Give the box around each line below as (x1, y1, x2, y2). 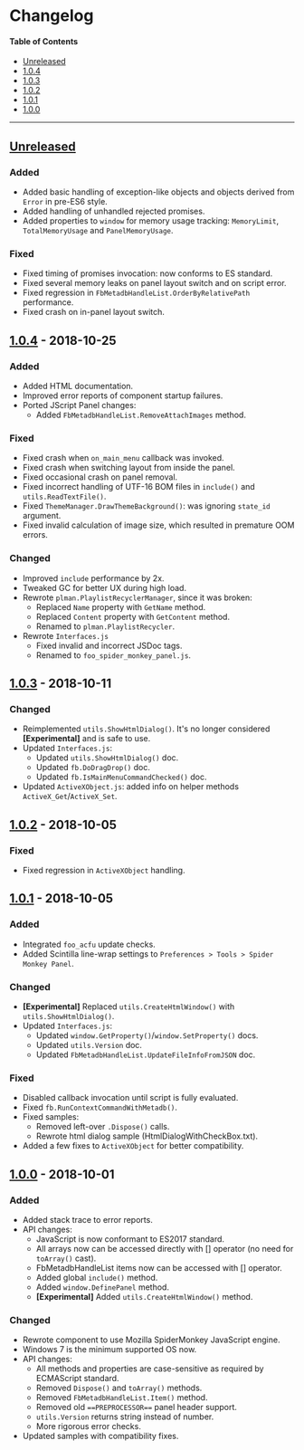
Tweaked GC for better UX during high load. (22, 582, 187, 593)
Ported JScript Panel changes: (22, 400, 137, 411)
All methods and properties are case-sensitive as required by (35, 1363, 264, 1374)
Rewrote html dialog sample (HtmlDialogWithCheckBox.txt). (35, 1130, 259, 1141)
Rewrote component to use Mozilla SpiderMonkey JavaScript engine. (22, 1334, 280, 1345)
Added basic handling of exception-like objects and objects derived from (22, 186, 295, 197)
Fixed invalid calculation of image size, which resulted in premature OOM (22, 520, 295, 530)
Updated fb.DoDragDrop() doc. (35, 762, 151, 773)
